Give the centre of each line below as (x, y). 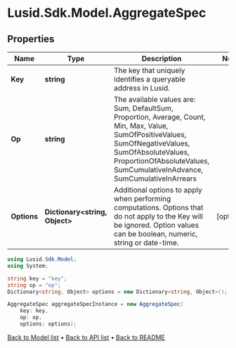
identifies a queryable (150, 79)
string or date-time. (146, 243)
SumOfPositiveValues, (150, 135)
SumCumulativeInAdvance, (158, 170)
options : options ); (48, 324)
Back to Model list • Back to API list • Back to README (86, 337)
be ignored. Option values (156, 225)
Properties (31, 39)
